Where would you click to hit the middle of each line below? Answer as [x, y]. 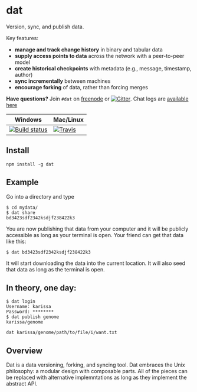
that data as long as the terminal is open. [55, 269]
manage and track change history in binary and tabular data [89, 49]
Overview [24, 350]
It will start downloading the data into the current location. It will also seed [96, 263]
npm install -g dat [30, 164]
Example [22, 182]
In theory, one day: [41, 288]
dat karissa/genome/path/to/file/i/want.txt [62, 333]
